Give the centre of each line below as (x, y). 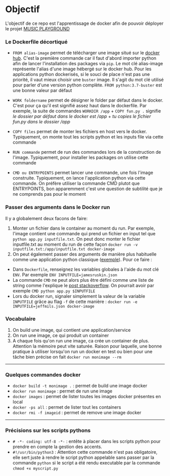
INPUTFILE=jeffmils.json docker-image (53, 306)
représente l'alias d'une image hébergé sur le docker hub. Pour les (82, 69)
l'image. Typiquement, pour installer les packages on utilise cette (80, 157)
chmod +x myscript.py (35, 469)
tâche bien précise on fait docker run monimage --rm (67, 357)
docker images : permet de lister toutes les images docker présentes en (87, 397)
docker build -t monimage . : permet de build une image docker (80, 386)
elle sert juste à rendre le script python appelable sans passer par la (83, 458)
